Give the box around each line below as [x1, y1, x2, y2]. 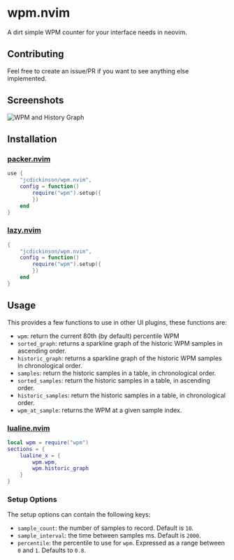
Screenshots [7, 94, 64, 106]
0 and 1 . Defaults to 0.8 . [17, 546, 86, 554]
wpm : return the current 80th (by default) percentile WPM [17, 332, 180, 340]
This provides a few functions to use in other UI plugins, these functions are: [7, 318, 227, 326]
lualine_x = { [20, 452, 61, 459]
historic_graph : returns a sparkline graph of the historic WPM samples [17, 354, 222, 362]
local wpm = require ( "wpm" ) [7, 439, 89, 446]
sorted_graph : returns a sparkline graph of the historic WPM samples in [17, 339, 223, 347]
